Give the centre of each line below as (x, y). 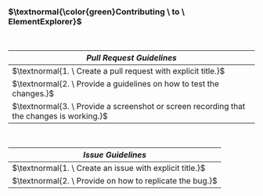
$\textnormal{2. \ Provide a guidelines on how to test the (115, 84)
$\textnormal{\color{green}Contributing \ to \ (97, 12)
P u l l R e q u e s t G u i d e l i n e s (131, 58)
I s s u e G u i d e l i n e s (115, 155)
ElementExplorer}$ (45, 21)
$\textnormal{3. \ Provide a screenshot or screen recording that (129, 107)
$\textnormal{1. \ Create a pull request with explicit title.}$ (119, 71)
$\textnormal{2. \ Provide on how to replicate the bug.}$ (115, 181)
